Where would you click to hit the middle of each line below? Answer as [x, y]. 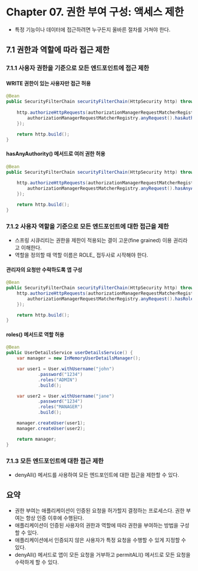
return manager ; [37, 439]
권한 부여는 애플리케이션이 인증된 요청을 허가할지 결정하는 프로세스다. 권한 [100, 510]
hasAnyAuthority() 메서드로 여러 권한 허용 [56, 154]
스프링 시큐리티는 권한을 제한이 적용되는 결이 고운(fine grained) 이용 [93, 240]
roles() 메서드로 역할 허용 [35, 334]
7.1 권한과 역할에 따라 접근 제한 [58, 50]
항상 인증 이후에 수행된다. [55, 518]
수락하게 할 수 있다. [37, 562]
